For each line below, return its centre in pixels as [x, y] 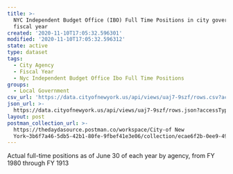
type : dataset [28, 53]
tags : [15, 59]
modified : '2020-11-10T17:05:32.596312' [67, 40]
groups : [18, 85]
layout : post [26, 116]
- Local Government [42, 91]
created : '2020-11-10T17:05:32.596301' [65, 33]
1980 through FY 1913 [38, 163]
